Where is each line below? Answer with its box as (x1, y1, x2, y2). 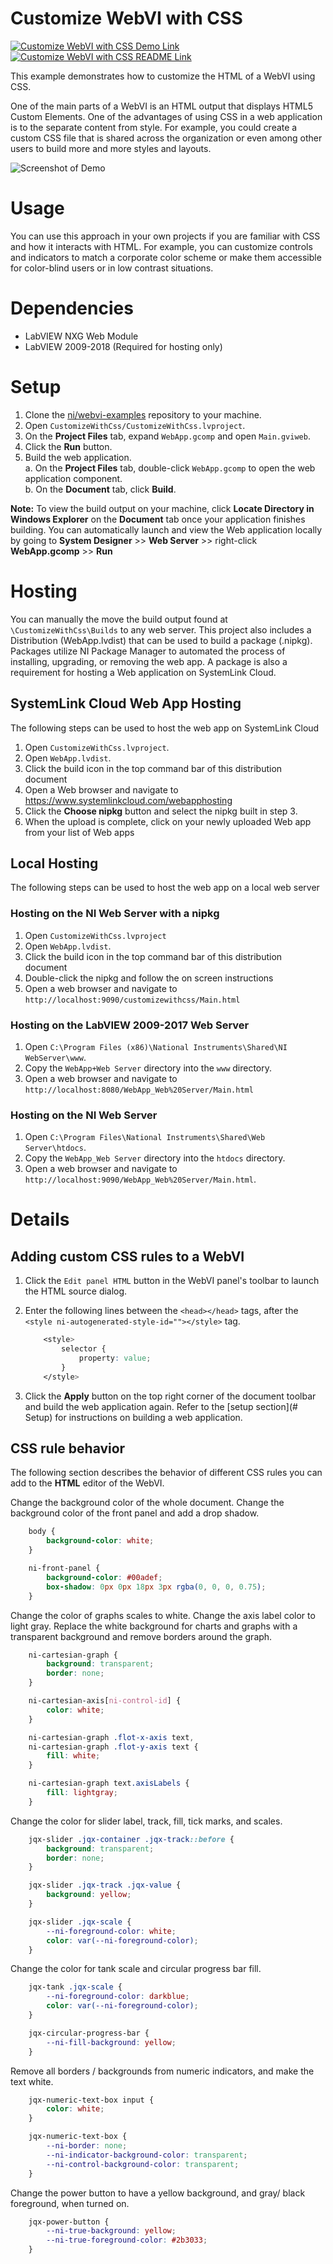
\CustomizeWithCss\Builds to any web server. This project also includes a (10, 623, 312, 636)
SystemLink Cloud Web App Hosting (10, 695, 242, 712)
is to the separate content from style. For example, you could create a (10, 121, 298, 133)
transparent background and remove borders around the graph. (10, 1630, 273, 1642)
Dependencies (10, 297, 134, 320)
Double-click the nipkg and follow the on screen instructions (24, 972, 274, 984)
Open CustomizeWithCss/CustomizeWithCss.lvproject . (24, 419, 246, 431)
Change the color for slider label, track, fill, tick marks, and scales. (10, 1815, 283, 1827)
